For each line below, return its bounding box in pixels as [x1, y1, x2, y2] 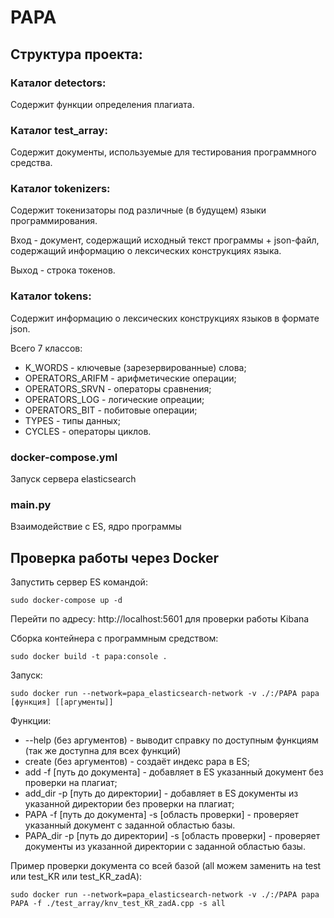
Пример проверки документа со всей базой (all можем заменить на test [10, 860, 322, 872]
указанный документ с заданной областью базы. [24, 819, 236, 831]
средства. [10, 157, 53, 169]
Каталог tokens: [10, 289, 92, 303]
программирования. [10, 215, 98, 227]
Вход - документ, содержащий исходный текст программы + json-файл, [10, 234, 320, 246]
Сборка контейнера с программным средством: [10, 632, 219, 645]
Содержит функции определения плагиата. [10, 98, 195, 110]
